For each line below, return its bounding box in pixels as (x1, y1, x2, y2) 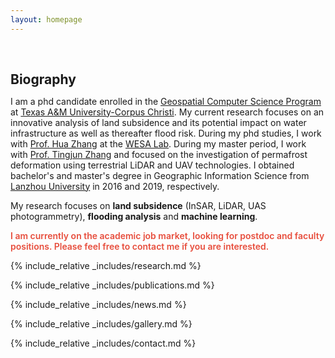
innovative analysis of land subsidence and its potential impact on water (10, 116, 307, 128)
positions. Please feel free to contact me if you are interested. (10, 240, 270, 252)
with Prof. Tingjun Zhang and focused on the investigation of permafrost (10, 148, 308, 160)
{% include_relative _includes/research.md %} (10, 259, 202, 271)
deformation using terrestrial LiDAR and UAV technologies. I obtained (10, 159, 295, 171)
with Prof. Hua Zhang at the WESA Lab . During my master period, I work (10, 137, 307, 150)
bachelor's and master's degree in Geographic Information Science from (10, 169, 310, 181)
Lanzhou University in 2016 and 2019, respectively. (10, 180, 220, 192)
